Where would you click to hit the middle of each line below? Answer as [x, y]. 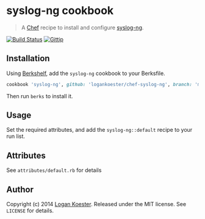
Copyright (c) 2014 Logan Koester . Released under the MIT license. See [96, 204]
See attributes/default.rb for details [54, 170]
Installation [28, 59]
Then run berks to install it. [40, 96]
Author [20, 189]
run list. [16, 136]
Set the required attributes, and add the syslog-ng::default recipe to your [99, 130]
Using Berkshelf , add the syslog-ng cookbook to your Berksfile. [86, 73]
